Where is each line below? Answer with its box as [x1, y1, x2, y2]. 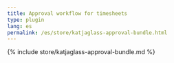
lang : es [7, 23, 32, 29]
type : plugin [7, 16, 45, 23]
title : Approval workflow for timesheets [7, 10, 128, 17]
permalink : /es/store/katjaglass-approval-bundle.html [7, 29, 168, 36]
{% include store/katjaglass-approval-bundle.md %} [7, 48, 156, 56]
